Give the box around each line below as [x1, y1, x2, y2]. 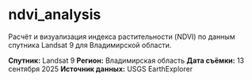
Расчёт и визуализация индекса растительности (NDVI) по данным [8, 32, 235, 41]
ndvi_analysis [8, 6, 101, 24]
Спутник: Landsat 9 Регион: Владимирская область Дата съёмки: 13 [8, 56, 244, 65]
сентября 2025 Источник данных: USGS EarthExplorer [8, 64, 193, 73]
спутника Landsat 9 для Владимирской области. [8, 40, 172, 49]
